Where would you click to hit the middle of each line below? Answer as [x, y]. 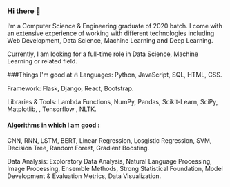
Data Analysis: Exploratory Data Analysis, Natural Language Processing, [109, 161]
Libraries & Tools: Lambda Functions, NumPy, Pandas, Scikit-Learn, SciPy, [113, 102]
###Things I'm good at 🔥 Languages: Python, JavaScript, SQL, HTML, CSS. [115, 75]
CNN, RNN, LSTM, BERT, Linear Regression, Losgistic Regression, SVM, [109, 140]
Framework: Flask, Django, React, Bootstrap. [70, 88]
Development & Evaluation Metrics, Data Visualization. [84, 176]
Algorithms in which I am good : [54, 125]
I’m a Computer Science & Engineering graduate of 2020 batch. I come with [115, 26]
